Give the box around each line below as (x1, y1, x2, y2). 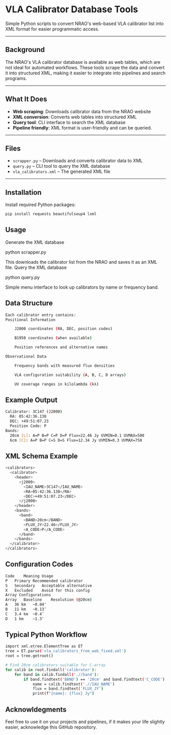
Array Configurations (5, 593, 51, 598)
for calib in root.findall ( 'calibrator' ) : (5, 667, 97, 672)
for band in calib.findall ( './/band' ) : (14, 672, 99, 677)
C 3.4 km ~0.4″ (5, 611, 44, 617)
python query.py (5, 274, 40, 280)
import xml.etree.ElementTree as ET (5, 644, 83, 649)
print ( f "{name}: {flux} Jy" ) (32, 691, 95, 696)
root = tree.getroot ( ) (5, 653, 53, 658)
